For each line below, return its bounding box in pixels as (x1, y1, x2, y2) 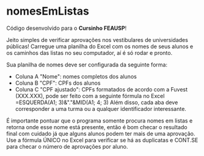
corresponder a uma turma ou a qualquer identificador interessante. (15, 105, 186, 112)
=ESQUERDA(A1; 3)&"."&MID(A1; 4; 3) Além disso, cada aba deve (15, 99, 178, 106)
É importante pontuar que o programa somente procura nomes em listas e (6, 117, 193, 124)
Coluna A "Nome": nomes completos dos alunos (15, 73, 137, 80)
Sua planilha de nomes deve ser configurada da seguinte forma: (6, 61, 168, 68)
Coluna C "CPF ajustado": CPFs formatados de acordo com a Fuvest (15, 85, 188, 93)
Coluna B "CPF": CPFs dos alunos (15, 79, 101, 87)
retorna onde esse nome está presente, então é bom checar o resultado (6, 123, 188, 130)
